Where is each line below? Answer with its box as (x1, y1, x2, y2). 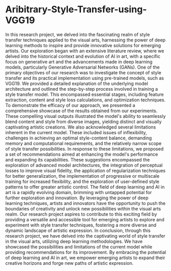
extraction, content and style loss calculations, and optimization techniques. (5, 96, 166, 103)
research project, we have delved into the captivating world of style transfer (5, 233, 165, 239)
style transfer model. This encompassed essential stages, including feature (5, 91, 164, 97)
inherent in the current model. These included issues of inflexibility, (5, 129, 147, 135)
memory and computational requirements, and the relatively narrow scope (5, 140, 162, 147)
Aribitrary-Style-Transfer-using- (5, 4, 147, 15)
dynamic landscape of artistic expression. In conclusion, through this (5, 227, 151, 234)
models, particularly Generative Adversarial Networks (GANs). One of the (5, 64, 160, 70)
